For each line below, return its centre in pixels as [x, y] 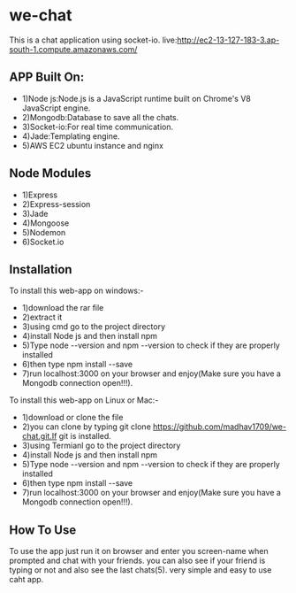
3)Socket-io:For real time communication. [98, 127]
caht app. [27, 580]
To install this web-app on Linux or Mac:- [84, 400]
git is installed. [85, 436]
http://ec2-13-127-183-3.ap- [228, 40]
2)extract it [42, 317]
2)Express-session [56, 204]
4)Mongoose [46, 223]
